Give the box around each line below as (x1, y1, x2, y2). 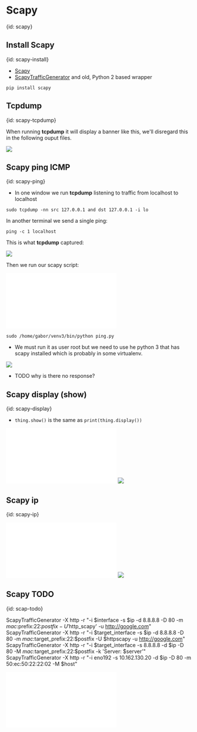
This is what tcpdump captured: (6, 239, 84, 246)
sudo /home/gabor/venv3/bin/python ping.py (6, 334, 115, 339)
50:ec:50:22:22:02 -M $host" (6, 660, 78, 667)
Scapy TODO (6, 589, 54, 599)
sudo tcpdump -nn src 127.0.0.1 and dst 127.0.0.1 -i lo (6, 207, 149, 213)
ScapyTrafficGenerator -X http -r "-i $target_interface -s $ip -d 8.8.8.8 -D (6, 629, 184, 636)
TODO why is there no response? (14, 372, 95, 380)
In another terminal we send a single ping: (6, 217, 108, 225)
